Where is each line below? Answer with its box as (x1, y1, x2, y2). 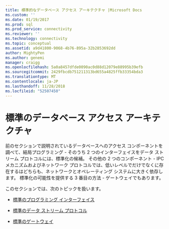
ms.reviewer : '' (5, 31, 40, 36)
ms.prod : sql (5, 22, 33, 27)
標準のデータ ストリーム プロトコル (12, 207, 88, 214)
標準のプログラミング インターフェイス (12, 197, 95, 203)
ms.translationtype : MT (5, 74, 56, 79)
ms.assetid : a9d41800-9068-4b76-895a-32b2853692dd (5, 46, 116, 51)
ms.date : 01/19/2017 (5, 17, 50, 22)
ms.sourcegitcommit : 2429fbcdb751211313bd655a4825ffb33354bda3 (5, 70, 143, 75)
